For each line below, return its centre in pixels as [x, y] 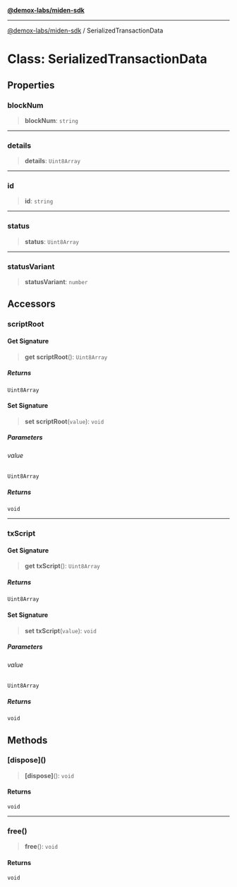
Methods [28, 740]
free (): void [41, 847]
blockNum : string [51, 120]
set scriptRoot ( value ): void [64, 421]
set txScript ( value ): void [60, 630]
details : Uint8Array [53, 161]
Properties [31, 85]
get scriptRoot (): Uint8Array [66, 357]
